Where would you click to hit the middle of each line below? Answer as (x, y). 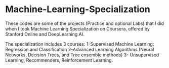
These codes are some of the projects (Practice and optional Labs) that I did (85, 23)
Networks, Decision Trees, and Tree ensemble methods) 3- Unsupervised (82, 55)
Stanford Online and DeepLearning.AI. (45, 34)
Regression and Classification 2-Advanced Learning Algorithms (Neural (80, 49)
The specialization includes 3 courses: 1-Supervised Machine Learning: (80, 44)
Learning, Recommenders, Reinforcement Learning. (59, 60)
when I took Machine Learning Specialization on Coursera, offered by (78, 28)
